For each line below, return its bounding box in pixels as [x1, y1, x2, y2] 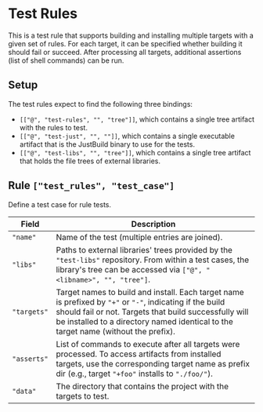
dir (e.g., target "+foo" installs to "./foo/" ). [56, 368, 213, 379]
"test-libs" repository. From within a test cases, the [56, 254, 250, 265]
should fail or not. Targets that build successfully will [56, 306, 249, 317]
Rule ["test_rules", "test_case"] [8, 179, 175, 192]
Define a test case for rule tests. [8, 199, 112, 209]
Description [131, 218, 176, 229]
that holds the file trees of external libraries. [19, 156, 160, 166]
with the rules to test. [19, 122, 88, 132]
